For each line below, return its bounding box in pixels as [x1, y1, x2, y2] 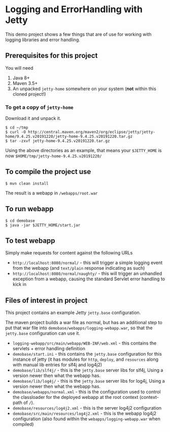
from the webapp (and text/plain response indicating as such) [12, 265, 145, 271]
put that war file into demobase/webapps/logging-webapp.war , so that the [5, 325, 153, 331]
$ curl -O [5, 130, 26, 135]
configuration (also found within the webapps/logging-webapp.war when [12, 416, 161, 422]
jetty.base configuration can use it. [5, 330, 80, 336]
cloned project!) [12, 91, 46, 97]
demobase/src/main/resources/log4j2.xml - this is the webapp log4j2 [12, 411, 156, 417]
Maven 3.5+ [12, 80, 38, 86]
